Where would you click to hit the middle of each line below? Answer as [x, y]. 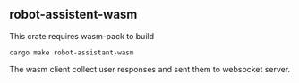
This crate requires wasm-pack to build [82, 36]
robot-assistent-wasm [73, 15]
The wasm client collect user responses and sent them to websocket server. [150, 69]
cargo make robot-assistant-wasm [72, 53]
